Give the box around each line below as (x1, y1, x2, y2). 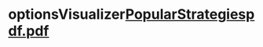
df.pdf (8, 22, 49, 40)
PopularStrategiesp (125, 5, 255, 23)
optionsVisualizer (8, 5, 126, 23)
